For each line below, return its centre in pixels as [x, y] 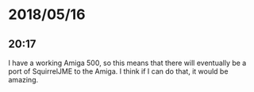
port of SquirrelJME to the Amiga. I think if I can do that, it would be [118, 71]
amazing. [23, 80]
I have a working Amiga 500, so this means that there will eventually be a [127, 63]
